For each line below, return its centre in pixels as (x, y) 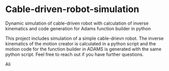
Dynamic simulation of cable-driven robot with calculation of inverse (77, 23)
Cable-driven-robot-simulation (72, 9)
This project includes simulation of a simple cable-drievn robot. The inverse (84, 38)
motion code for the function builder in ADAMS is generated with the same (83, 49)
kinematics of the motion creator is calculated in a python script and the (81, 43)
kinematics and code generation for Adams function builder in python (78, 28)
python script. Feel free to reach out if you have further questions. (75, 54)
